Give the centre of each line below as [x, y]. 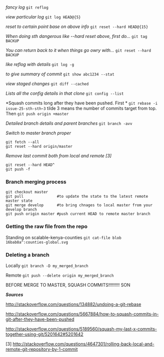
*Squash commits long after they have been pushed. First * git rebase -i [82, 103]
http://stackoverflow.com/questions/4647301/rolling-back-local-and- [83, 344]
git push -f [18, 169]
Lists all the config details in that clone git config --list [65, 93]
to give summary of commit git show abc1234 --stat [60, 74]
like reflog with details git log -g [40, 64]
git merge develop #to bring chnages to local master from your [79, 205]
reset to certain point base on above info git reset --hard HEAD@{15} [77, 26]
